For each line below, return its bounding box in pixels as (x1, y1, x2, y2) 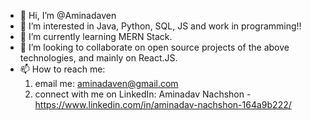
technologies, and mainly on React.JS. (19, 52, 178, 64)
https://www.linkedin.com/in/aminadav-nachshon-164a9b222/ (34, 99, 292, 110)
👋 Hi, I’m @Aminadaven (19, 10, 117, 21)
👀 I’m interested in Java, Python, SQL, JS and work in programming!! (19, 20, 302, 32)
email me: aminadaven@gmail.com (34, 78, 179, 89)
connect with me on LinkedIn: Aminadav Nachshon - (34, 88, 252, 100)
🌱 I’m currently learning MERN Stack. (19, 31, 173, 42)
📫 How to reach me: (19, 63, 106, 75)
